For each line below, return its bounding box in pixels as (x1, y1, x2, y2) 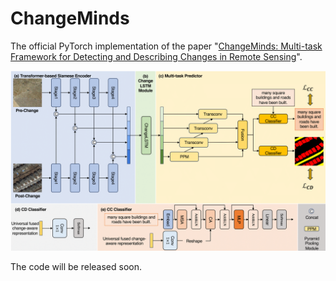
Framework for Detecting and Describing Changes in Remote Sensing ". (10, 50, 303, 62)
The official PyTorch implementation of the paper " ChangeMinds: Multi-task (10, 40, 323, 52)
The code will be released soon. (10, 261, 143, 273)
